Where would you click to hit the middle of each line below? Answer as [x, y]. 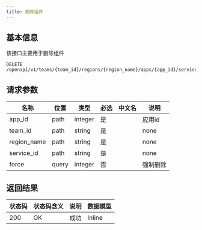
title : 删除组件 [25, 12]
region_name [28, 142]
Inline [95, 218]
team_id [20, 131]
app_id [19, 120]
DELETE [14, 65]
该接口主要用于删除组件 [35, 53]
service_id [24, 153]
